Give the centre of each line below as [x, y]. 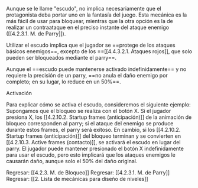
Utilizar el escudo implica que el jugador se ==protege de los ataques [91, 45]
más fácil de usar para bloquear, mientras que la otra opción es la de [90, 21]
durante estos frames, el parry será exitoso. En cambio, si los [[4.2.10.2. [93, 130]
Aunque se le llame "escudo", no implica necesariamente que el [84, 9]
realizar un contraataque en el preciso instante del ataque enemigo [88, 27]
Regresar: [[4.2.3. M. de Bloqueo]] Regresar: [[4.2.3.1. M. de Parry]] [88, 173]
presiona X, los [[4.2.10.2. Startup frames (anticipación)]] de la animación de [99, 117]
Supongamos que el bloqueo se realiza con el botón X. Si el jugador [89, 111]
